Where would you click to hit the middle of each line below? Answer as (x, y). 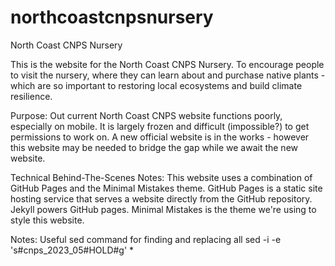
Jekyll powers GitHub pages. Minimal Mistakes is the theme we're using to (163, 209)
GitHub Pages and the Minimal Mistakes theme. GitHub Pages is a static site (166, 188)
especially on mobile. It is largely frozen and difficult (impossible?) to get (160, 126)
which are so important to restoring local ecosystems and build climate (156, 85)
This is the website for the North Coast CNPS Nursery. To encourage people (167, 64)
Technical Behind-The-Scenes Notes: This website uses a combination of (161, 177)
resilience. (31, 96)
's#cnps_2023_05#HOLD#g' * (72, 250)
